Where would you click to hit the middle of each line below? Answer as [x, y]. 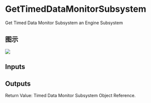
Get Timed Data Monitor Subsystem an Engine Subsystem [64, 23]
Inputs [15, 67]
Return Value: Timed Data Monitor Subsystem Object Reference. [70, 95]
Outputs [18, 84]
